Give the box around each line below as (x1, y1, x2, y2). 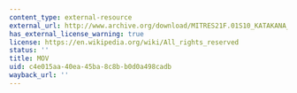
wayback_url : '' (9, 71, 69, 80)
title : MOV (9, 54, 49, 63)
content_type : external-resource (9, 12, 133, 22)
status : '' (9, 46, 49, 55)
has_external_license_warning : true (9, 29, 144, 38)
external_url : (9, 21, 62, 30)
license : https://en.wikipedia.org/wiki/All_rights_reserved (9, 37, 240, 47)
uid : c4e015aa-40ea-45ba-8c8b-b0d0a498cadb (9, 63, 172, 72)
